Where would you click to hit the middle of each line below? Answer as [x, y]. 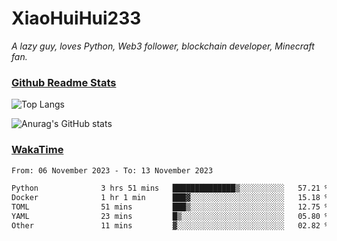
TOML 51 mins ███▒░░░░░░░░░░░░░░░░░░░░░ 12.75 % [170, 207]
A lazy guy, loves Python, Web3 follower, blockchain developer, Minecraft [163, 46]
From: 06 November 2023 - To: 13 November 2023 [112, 170]
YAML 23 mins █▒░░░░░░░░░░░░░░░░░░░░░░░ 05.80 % [170, 217]
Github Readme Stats [64, 82]
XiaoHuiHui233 [76, 18]
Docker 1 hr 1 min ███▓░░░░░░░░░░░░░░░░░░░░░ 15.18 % [170, 198]
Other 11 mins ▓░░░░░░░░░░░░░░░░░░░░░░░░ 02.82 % [170, 225]
